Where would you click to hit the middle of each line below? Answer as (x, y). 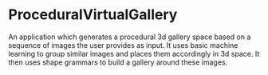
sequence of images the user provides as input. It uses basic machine (123, 45)
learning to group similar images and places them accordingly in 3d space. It (134, 53)
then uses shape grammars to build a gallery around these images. (118, 62)
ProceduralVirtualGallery (93, 15)
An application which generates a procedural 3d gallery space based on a (130, 37)
